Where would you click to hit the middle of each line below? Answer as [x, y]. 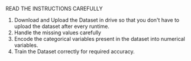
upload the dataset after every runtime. [62, 26]
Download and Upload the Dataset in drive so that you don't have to [97, 20]
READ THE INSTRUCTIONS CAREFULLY [54, 9]
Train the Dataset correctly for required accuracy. [75, 52]
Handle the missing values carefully [58, 33]
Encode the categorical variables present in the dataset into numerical [100, 39]
